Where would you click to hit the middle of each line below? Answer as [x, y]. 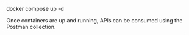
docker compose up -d [35, 9]
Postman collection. [31, 27]
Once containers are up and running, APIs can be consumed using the [94, 20]
